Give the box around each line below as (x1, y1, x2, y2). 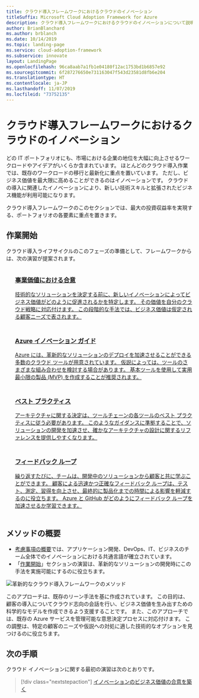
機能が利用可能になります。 (11, 191, 79, 199)
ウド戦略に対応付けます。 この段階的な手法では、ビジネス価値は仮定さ (14, 305, 188, 313)
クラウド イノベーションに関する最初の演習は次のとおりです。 (6, 665, 158, 673)
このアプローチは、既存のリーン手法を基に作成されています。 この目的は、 (6, 592, 188, 600)
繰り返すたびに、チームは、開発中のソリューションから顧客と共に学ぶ (14, 472, 186, 479)
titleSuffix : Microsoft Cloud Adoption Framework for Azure (6, 14, 158, 20)
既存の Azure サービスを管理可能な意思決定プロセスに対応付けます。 (16, 615, 184, 622)
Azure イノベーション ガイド (14, 336, 97, 345)
